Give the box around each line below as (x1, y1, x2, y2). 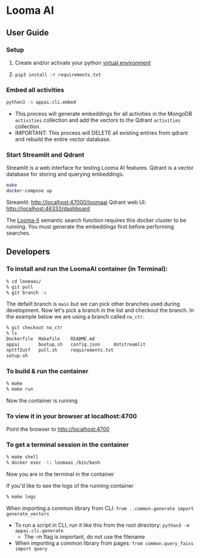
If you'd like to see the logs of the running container (6, 482, 134, 490)
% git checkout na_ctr (6, 325, 63, 331)
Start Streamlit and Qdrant (6, 151, 85, 159)
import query (14, 545, 48, 552)
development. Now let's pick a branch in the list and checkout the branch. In (6, 307, 195, 314)
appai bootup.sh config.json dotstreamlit (6, 341, 146, 348)
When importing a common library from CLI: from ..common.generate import (6, 505, 194, 512)
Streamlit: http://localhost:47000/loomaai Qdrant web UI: (6, 199, 147, 206)
